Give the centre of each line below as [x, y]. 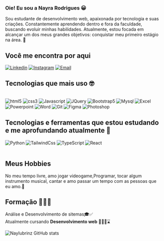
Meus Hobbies [28, 164]
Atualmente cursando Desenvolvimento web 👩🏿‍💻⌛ [58, 222]
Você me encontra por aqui [48, 56]
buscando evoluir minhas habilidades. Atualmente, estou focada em [75, 29]
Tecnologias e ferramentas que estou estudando [82, 122]
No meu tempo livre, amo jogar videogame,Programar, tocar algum [74, 176]
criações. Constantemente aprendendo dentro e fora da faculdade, [74, 24]
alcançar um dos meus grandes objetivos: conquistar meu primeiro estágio [82, 35]
